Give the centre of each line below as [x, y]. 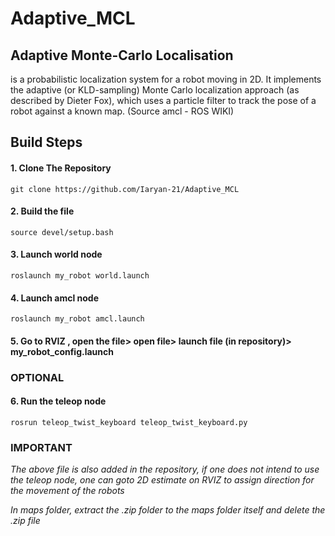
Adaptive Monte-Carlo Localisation [122, 55]
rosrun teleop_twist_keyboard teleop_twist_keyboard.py [129, 422]
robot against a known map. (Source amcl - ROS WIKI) [122, 111]
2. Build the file [42, 211]
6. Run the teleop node [58, 401]
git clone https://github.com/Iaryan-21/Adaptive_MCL [125, 189]
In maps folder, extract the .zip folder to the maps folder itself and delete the [168, 510]
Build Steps [46, 142]
